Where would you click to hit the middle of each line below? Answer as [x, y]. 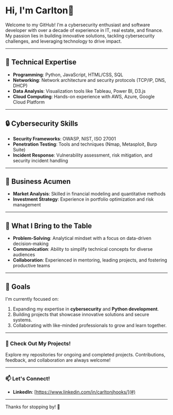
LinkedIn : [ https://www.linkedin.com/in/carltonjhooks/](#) [74, 392]
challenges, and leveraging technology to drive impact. [64, 41]
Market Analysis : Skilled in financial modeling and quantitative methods [89, 194]
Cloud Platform [29, 102]
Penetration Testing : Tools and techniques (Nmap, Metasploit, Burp [85, 144]
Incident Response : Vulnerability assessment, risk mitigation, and [83, 155]
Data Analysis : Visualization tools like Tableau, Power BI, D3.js [79, 91]
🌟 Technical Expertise [41, 62]
